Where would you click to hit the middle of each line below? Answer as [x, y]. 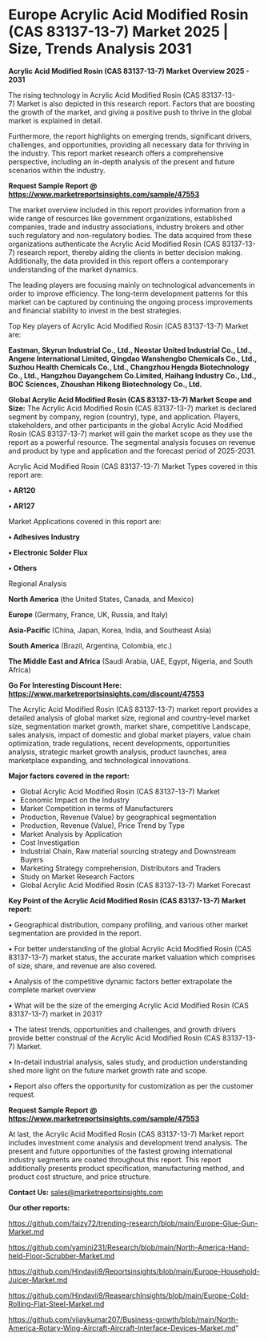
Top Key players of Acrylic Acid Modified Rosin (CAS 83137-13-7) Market [128, 325]
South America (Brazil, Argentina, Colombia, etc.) [90, 645]
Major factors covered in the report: [69, 776]
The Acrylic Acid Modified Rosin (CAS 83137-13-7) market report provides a [133, 709]
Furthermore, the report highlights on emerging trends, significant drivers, [130, 136]
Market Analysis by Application [71, 834]
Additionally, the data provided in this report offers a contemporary [118, 261]
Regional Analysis [38, 584]
